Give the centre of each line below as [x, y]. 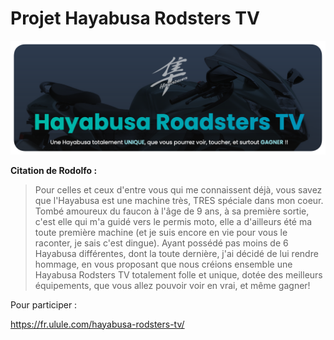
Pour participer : [44, 304]
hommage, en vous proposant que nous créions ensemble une [163, 264]
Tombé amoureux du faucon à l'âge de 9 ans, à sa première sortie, [172, 211]
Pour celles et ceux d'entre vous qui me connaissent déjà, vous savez [178, 189]
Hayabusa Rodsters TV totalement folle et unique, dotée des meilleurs [178, 274]
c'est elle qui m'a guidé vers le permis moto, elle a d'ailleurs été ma [173, 221]
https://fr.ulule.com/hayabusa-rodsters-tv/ [97, 324]
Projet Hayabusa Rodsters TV [135, 18]
